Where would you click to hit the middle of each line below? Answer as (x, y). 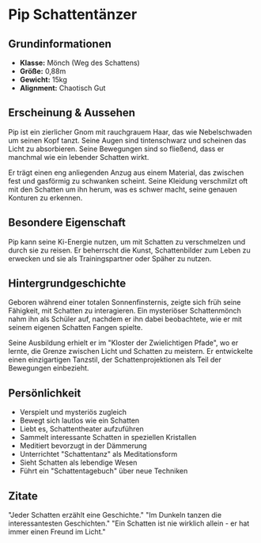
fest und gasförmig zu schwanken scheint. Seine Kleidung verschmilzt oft (128, 180)
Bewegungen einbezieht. (49, 368)
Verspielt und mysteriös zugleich (73, 412)
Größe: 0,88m (43, 71)
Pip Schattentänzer (73, 15)
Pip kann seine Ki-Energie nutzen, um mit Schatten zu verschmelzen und (127, 241)
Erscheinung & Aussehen (72, 113)
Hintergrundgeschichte (67, 284)
